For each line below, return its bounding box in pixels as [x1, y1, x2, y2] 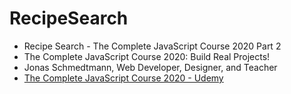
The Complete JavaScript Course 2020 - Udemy [23, 72, 224, 84]
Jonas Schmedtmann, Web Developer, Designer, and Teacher [23, 61, 278, 73]
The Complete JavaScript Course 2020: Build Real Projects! [23, 50, 271, 62]
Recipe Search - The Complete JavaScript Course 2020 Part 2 [23, 40, 282, 52]
